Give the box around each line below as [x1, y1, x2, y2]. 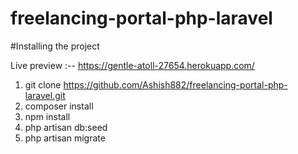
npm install [24, 110, 71, 122]
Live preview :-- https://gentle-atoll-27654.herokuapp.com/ [10, 59, 255, 71]
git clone [24, 78, 62, 91]
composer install [24, 100, 94, 112]
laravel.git [24, 89, 66, 101]
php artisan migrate [24, 132, 106, 144]
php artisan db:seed [24, 121, 108, 133]
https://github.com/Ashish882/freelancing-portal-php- [63, 78, 288, 91]
